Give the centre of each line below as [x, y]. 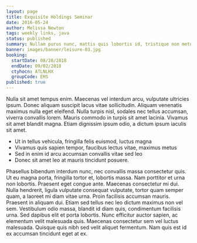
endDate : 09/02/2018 [36, 66]
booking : [17, 55]
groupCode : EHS [30, 77]
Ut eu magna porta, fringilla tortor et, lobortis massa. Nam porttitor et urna [96, 177]
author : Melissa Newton [35, 28]
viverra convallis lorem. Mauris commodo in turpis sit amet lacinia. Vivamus [97, 117]
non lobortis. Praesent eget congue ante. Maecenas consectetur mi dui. [93, 184]
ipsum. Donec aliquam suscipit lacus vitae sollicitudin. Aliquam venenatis [94, 105]
